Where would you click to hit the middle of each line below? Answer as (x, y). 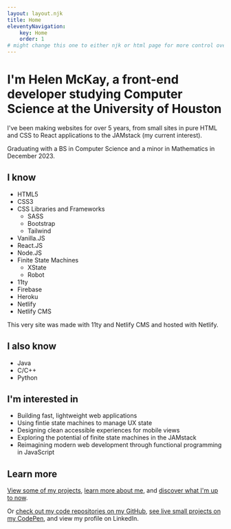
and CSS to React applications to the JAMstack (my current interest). (105, 135)
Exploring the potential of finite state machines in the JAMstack (107, 437)
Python (27, 377)
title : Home (24, 20)
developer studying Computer (95, 94)
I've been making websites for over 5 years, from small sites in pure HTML (112, 127)
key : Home (34, 33)
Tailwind (39, 231)
